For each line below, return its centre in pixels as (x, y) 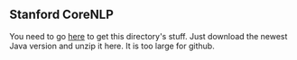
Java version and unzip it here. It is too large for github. (112, 46)
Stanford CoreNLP (62, 15)
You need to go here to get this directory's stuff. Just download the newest (148, 36)
